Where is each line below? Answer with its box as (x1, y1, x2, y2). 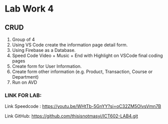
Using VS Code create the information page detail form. (12, 42, 128, 48)
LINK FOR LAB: (5, 92, 42, 99)
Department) (12, 74, 39, 80)
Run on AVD (12, 79, 37, 85)
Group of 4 (12, 36, 35, 42)
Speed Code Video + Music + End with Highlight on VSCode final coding (12, 52, 163, 58)
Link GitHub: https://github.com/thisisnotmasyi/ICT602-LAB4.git (5, 113, 138, 119)
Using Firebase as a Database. (12, 47, 76, 53)
